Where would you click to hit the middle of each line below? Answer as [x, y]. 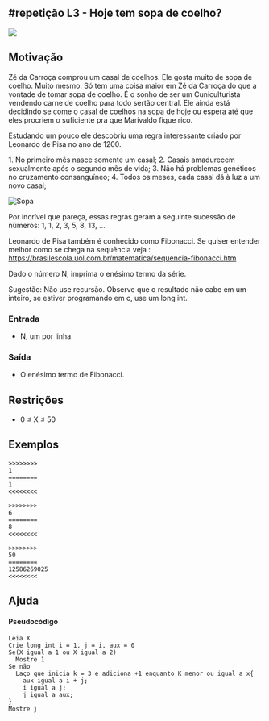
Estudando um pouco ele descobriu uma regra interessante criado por [125, 135]
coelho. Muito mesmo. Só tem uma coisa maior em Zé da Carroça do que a [132, 85]
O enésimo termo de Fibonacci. [72, 375]
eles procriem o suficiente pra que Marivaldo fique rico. [101, 119]
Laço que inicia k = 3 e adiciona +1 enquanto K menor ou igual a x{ [134, 674]
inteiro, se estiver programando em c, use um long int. [98, 298]
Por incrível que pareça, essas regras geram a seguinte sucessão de [122, 216]
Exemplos [33, 445]
